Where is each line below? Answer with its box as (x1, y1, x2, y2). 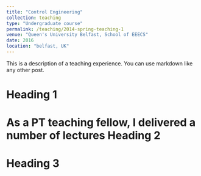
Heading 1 (6, 88, 58, 101)
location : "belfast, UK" (6, 43, 69, 50)
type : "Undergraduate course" (6, 20, 83, 26)
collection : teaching (6, 15, 62, 21)
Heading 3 (6, 156, 60, 170)
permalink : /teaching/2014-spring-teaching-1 (6, 26, 124, 32)
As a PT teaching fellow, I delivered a (6, 116, 196, 130)
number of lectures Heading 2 (6, 129, 161, 142)
